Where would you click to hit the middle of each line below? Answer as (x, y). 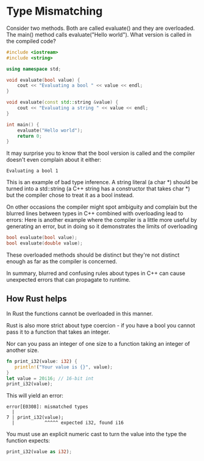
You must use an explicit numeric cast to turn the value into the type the (97, 434)
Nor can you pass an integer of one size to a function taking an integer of (98, 343)
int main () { (23, 124)
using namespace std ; (34, 69)
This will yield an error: (35, 396)
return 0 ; (30, 136)
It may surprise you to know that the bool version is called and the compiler (101, 153)
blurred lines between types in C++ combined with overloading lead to (95, 213)
